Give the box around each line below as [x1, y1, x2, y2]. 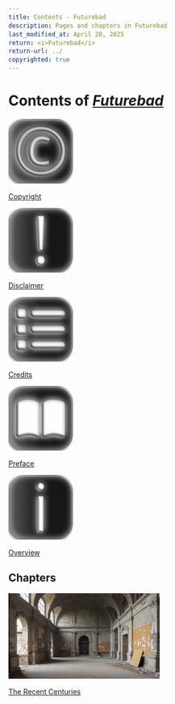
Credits [8, 369, 33, 380]
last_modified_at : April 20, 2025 [8, 30, 125, 38]
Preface [8, 458, 35, 469]
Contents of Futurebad [8, 91, 164, 110]
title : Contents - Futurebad [8, 13, 106, 21]
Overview [8, 547, 40, 558]
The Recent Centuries [8, 686, 81, 696]
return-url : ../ [8, 47, 63, 56]
